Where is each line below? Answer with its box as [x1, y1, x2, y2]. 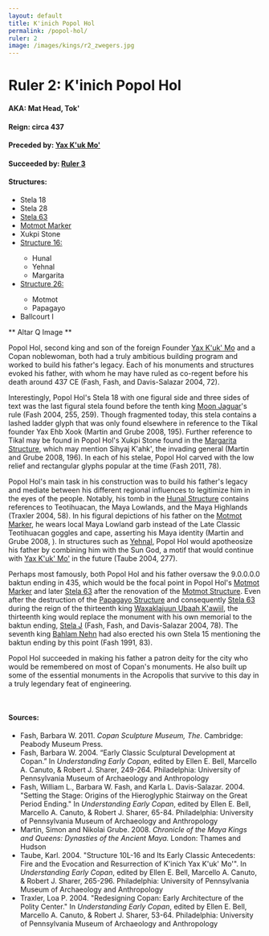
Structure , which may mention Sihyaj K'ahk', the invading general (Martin [8, 443, 250, 453]
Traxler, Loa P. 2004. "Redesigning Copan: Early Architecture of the [19, 893, 244, 903]
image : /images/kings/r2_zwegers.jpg [8, 42, 135, 50]
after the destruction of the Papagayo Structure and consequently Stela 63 [8, 595, 255, 604]
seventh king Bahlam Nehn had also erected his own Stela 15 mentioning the [8, 629, 261, 638]
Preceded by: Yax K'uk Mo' [8, 140, 101, 150]
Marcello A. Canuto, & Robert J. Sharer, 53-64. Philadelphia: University [19, 910, 255, 920]
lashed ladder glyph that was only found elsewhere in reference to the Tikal [8, 418, 259, 427]
